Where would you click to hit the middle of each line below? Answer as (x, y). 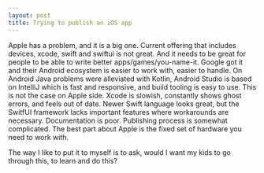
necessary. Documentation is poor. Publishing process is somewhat (118, 120)
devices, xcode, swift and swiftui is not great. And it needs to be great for (127, 53)
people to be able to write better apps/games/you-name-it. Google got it (125, 62)
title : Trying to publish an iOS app (70, 23)
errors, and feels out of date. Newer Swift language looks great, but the (124, 104)
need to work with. (39, 137)
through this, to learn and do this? (63, 160)
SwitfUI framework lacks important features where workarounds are (119, 112)
